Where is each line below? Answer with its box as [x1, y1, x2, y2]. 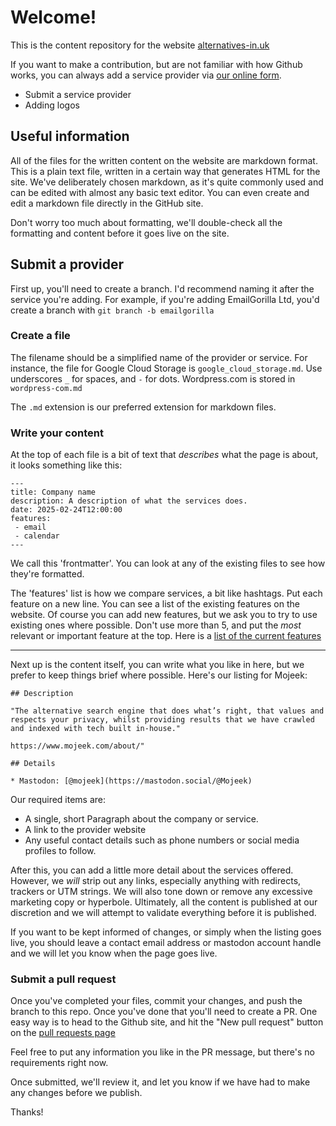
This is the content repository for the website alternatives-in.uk [10, 39, 270, 51]
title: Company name [10, 487, 97, 498]
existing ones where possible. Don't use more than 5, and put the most [10, 619, 302, 631]
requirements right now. [10, 1057, 109, 1069]
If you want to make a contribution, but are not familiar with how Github [10, 58, 303, 70]
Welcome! [10, 6, 97, 29]
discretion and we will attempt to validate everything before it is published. [10, 907, 317, 919]
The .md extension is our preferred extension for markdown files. [10, 401, 277, 413]
